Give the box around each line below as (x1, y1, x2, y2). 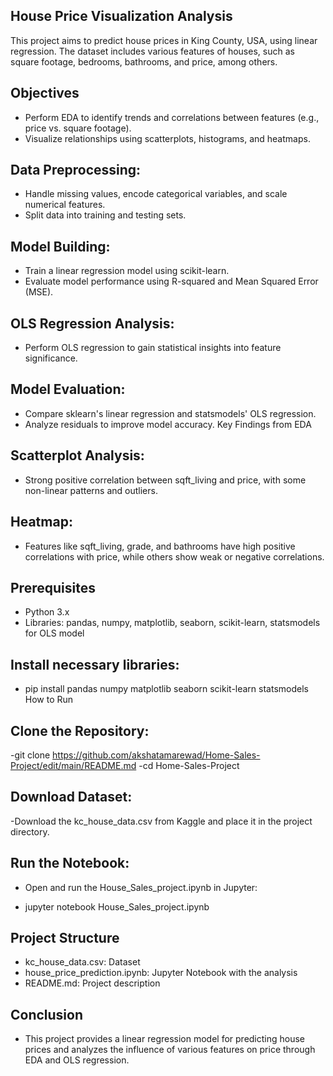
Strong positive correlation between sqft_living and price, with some (24, 474, 307, 486)
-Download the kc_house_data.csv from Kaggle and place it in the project (10, 815, 313, 827)
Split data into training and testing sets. (24, 209, 187, 221)
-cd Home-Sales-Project (138, 759, 240, 771)
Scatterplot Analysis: (10, 447, 145, 464)
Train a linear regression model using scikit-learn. (24, 265, 230, 277)
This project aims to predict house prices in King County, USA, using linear (10, 34, 318, 46)
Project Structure (10, 929, 120, 946)
